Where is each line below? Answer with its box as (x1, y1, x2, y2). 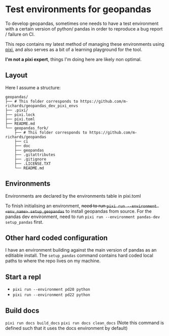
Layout (5, 71, 28, 80)
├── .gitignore (14, 157, 47, 162)
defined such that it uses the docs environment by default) (5, 325, 128, 331)
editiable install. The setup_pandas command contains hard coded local (5, 253, 153, 259)
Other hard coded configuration (5, 233, 108, 242)
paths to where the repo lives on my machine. (5, 258, 101, 264)
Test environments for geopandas (5, 4, 151, 15)
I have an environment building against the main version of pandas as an (5, 247, 157, 253)
